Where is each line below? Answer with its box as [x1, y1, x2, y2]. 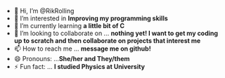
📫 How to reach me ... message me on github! [13, 44, 151, 53]
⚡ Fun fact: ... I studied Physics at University [13, 63, 146, 70]
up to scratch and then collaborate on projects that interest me [13, 37, 201, 45]
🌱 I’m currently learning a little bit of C [13, 22, 125, 30]
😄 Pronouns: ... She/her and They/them [13, 55, 130, 63]
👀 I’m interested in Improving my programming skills [13, 14, 169, 22]
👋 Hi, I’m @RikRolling [13, 7, 75, 15]
